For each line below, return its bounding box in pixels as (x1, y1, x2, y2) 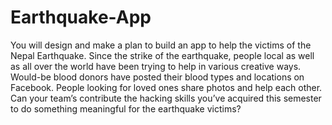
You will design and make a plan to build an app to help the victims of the (10, 39, 312, 51)
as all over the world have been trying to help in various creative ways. (10, 60, 302, 72)
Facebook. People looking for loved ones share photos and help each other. (10, 81, 323, 93)
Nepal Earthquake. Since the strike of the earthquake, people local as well (10, 49, 315, 61)
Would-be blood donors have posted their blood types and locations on (10, 71, 305, 83)
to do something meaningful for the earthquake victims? (10, 102, 242, 115)
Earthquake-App (10, 6, 152, 29)
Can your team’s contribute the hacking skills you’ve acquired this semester (10, 92, 322, 104)
